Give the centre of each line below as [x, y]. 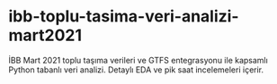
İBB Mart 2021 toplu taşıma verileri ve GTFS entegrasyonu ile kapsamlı [138, 60]
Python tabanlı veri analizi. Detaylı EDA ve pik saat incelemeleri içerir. [136, 70]
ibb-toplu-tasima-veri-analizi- [124, 17]
